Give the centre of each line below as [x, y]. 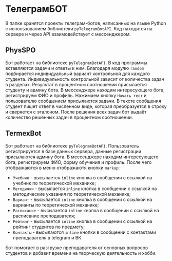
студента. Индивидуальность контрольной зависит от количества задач [85, 79]
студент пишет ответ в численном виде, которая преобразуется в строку [86, 106]
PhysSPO [21, 50]
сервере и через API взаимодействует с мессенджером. [68, 34]
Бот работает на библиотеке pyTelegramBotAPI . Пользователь [72, 146]
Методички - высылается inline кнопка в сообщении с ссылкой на [85, 189]
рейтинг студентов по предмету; [49, 227]
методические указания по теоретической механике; [72, 194]
